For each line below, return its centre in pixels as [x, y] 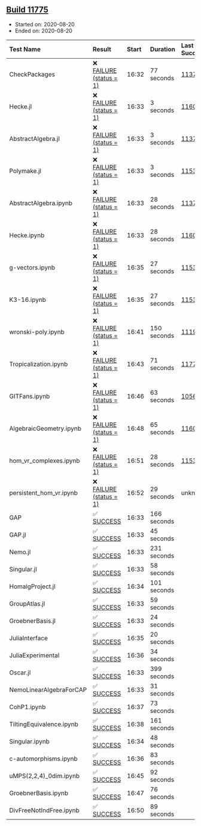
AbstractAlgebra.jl [34, 138]
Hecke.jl [21, 106]
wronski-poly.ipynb [37, 332]
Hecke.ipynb [27, 235]
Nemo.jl [20, 552]
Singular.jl [23, 569]
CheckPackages [32, 74]
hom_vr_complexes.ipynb [45, 461]
